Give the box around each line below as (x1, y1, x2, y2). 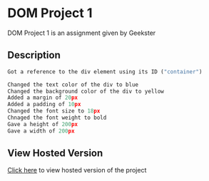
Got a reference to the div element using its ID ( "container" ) (7, 68, 203, 76)
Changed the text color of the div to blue (7, 81, 139, 88)
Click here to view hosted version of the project (7, 166, 147, 175)
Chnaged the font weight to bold (7, 114, 107, 121)
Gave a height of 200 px (7, 120, 78, 128)
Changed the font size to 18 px (7, 108, 101, 115)
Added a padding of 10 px (7, 101, 81, 108)
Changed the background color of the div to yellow (7, 88, 164, 95)
